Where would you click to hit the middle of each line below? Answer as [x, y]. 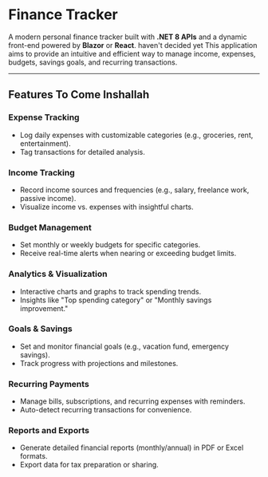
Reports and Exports [49, 431]
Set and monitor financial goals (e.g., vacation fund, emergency [124, 346]
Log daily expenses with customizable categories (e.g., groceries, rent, [136, 135]
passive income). [48, 198]
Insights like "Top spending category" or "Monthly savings [116, 300]
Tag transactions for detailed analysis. [82, 152]
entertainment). [45, 143]
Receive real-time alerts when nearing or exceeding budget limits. [128, 254]
